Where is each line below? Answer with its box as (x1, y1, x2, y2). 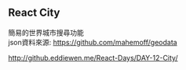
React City (8, 6, 60, 19)
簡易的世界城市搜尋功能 (8, 27, 84, 37)
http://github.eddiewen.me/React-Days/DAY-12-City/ (8, 53, 178, 62)
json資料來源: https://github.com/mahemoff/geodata (8, 37, 178, 47)
